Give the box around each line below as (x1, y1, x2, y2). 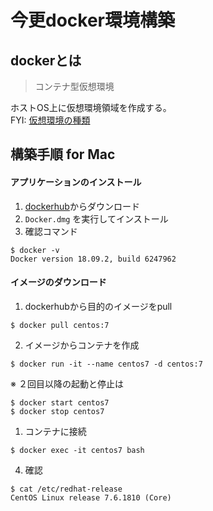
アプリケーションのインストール (10, 176, 142, 188)
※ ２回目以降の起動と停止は (10, 377, 124, 390)
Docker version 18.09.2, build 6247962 (10, 254, 177, 264)
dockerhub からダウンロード (24, 200, 140, 212)
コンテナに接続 (24, 425, 87, 437)
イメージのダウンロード (10, 276, 107, 288)
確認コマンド (24, 225, 78, 237)
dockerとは (10, 52, 82, 69)
